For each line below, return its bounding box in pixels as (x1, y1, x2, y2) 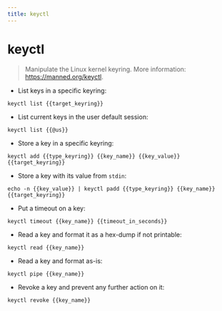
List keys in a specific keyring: (17, 86, 107, 95)
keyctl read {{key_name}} (7, 244, 84, 251)
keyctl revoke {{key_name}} (7, 297, 91, 304)
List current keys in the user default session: (17, 112, 148, 121)
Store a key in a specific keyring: (17, 138, 114, 147)
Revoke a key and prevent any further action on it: (17, 282, 165, 291)
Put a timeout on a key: (17, 204, 86, 213)
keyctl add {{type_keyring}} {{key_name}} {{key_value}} (7, 153, 181, 160)
